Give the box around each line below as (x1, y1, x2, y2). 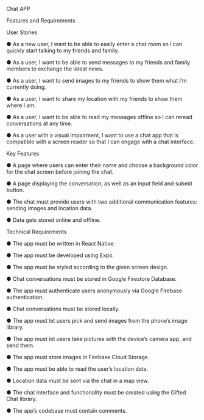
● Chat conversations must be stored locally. (6, 305, 120, 312)
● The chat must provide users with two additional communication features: (6, 198, 198, 205)
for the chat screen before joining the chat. (6, 168, 114, 175)
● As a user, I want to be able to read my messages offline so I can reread (6, 114, 193, 120)
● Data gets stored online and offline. (6, 216, 101, 224)
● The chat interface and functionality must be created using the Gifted (6, 389, 186, 396)
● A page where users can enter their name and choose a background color (6, 162, 199, 169)
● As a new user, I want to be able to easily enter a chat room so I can (6, 41, 183, 47)
